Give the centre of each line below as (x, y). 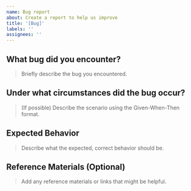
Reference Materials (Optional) (66, 167)
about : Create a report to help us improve (62, 18)
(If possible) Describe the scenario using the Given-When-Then (100, 108)
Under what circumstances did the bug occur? (96, 93)
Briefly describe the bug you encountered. (74, 74)
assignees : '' (24, 35)
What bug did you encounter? (64, 59)
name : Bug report (28, 12)
